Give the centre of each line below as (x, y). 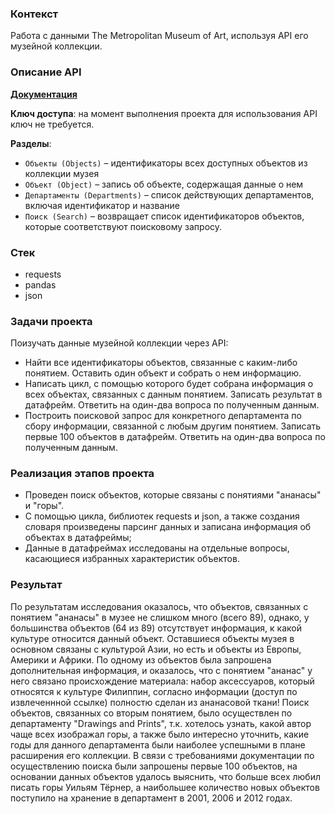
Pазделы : (31, 143)
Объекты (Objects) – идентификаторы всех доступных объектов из (166, 163)
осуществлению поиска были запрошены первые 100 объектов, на (154, 766)
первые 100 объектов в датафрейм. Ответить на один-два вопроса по (175, 437)
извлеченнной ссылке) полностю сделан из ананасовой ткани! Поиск (160, 702)
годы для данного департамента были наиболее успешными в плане (158, 744)
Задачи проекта (51, 321)
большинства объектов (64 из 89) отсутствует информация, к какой (156, 628)
